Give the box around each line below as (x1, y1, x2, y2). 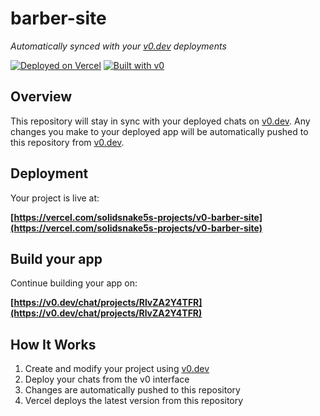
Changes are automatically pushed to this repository (24, 384, 241, 396)
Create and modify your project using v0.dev (24, 363, 210, 375)
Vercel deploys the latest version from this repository (24, 395, 244, 407)
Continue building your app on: (10, 277, 138, 289)
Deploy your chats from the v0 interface (24, 373, 190, 386)
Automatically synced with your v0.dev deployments (10, 40, 227, 52)
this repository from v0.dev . (10, 136, 125, 148)
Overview (10, 88, 73, 106)
